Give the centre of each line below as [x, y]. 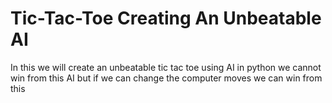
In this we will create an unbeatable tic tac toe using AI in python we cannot [166, 67]
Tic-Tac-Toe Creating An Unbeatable [166, 18]
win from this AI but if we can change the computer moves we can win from [166, 78]
